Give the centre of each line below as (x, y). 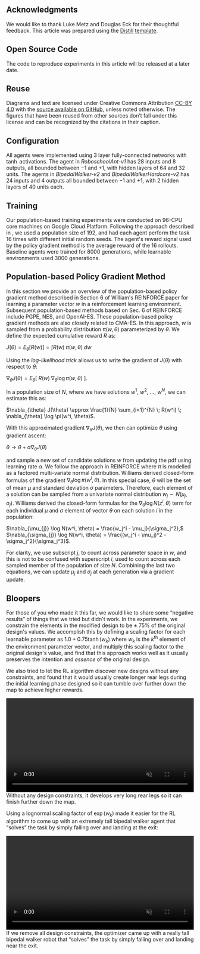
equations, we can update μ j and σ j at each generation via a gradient (90, 572)
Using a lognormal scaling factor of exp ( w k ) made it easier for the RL (91, 814)
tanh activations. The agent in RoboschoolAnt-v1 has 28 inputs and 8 (91, 162)
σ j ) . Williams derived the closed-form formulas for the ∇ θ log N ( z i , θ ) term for (99, 503)
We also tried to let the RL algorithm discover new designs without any (93, 671)
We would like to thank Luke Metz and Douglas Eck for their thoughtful (93, 24)
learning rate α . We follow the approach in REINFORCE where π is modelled (99, 466)
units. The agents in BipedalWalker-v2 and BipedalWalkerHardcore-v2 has (98, 174)
